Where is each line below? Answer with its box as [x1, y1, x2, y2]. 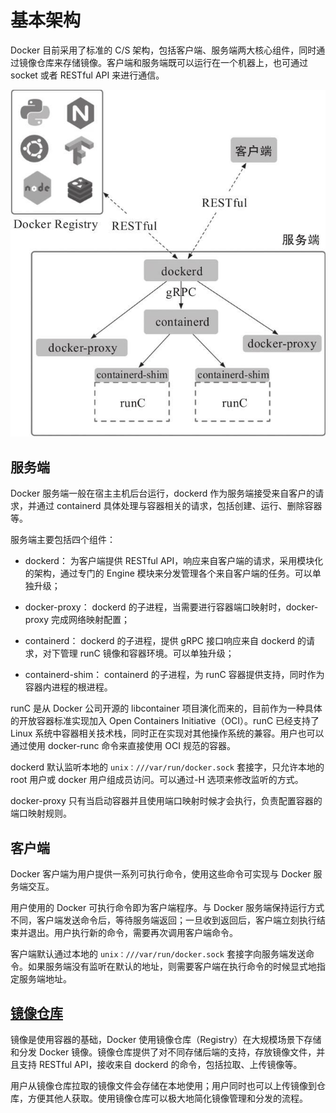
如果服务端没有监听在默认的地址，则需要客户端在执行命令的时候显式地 [27, 960, 317, 972]
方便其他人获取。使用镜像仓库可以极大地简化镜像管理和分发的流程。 [27, 1092, 308, 1104]
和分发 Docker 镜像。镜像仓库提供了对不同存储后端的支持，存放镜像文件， [10, 1046, 317, 1058]
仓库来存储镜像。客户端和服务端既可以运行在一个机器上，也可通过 [36, 56, 308, 68]
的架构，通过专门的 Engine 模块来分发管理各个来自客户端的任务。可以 [24, 567, 313, 580]
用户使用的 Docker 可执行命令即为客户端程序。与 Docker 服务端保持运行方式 [10, 901, 325, 913]
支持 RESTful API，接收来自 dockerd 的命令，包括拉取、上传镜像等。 [18, 1058, 303, 1070]
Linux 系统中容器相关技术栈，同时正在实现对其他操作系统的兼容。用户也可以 [10, 727, 325, 740]
